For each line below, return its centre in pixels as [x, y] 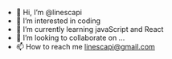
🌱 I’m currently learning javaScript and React [90, 29]
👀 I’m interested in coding [58, 21]
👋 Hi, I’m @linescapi [49, 12]
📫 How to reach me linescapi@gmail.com [85, 47]
